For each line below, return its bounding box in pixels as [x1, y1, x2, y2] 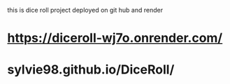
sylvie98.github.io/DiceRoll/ [7, 62, 175, 78]
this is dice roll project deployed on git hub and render [7, 6, 163, 14]
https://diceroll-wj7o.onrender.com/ [7, 31, 223, 46]
